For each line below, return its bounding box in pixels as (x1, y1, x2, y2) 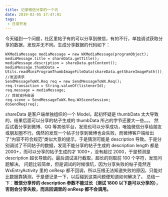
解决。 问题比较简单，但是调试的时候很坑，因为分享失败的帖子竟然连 (9, 161, 151, 167)
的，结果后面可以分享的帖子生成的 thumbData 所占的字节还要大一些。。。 (5, 117, 153, 123)
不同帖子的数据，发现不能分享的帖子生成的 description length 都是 (22, 142, 159, 148)
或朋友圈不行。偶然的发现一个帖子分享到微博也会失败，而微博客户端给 (5, 130, 150, 136)
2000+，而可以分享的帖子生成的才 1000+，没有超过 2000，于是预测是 (5, 148, 151, 155)
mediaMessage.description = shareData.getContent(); (5, 60, 117, 65)
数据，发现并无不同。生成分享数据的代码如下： (13, 42, 110, 48)
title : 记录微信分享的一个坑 (5, 7, 58, 12)
